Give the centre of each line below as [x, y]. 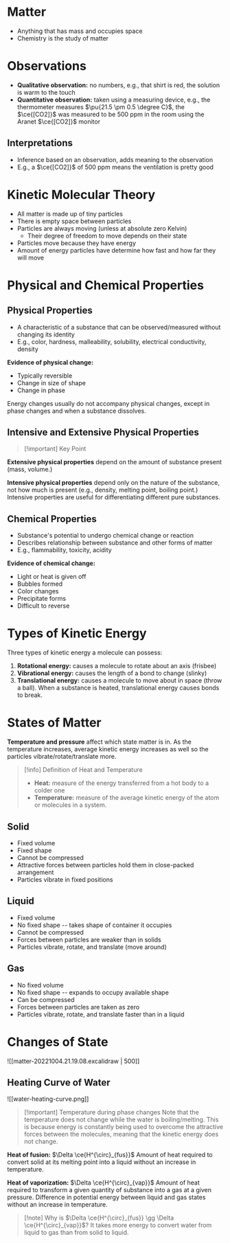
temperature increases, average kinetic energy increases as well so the [108, 749]
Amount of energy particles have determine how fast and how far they [116, 250]
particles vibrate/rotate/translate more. [62, 757]
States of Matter [54, 723]
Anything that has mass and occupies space [80, 31]
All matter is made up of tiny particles [70, 214]
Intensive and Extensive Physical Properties [103, 432]
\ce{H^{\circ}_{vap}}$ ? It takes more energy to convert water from [118, 1225]
